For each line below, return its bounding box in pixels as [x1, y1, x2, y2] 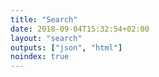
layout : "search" [10, 33, 83, 43]
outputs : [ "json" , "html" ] [10, 42, 123, 53]
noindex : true [10, 52, 70, 62]
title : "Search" [10, 14, 78, 25]
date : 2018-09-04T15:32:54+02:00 [10, 24, 150, 34]
